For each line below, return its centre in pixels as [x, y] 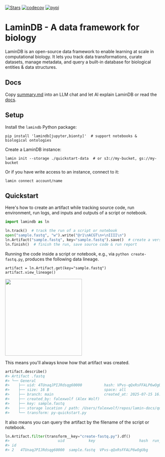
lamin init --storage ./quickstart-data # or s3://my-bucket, [71, 158]
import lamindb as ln [27, 222]
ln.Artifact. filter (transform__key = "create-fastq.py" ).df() [68, 436]
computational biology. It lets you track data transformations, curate [74, 57]
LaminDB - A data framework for [72, 28]
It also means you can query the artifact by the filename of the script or [77, 422]
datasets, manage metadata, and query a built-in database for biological [78, 62]
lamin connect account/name [34, 181]
